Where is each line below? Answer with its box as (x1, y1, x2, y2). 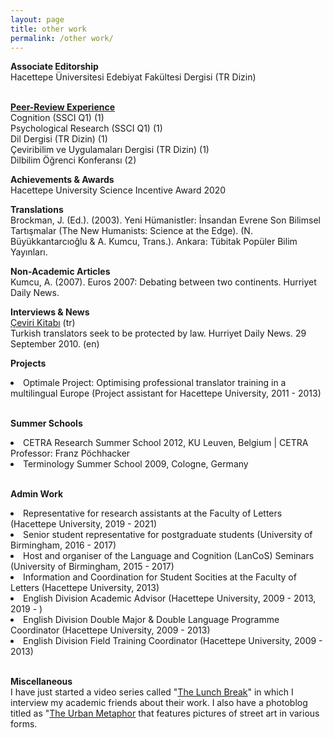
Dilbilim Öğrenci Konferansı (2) (10, 154, 137, 166)
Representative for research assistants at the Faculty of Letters (23, 507, 283, 520)
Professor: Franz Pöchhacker (10, 447, 131, 460)
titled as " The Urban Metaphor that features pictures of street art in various (10, 707, 320, 720)
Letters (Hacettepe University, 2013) (10, 582, 160, 594)
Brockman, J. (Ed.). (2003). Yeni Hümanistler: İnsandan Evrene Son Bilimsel (10, 214, 321, 226)
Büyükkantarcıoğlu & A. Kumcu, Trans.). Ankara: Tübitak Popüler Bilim (10, 236, 298, 248)
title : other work (10, 24, 87, 34)
